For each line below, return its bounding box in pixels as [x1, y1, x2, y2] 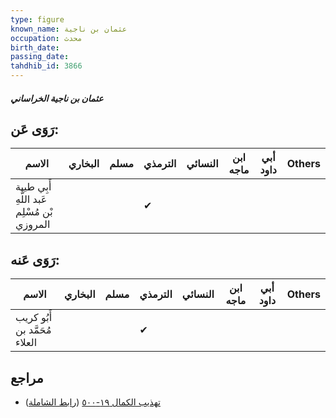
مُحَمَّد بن [15, 323, 52, 337]
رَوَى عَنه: [10, 251, 60, 268]
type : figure [10, 14, 65, 25]
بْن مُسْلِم [15, 205, 53, 219]
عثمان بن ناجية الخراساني [10, 92, 104, 104]
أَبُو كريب [15, 311, 53, 325]
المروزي [15, 217, 51, 231]
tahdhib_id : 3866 [10, 61, 83, 71]
